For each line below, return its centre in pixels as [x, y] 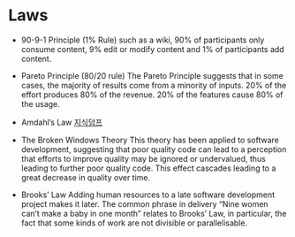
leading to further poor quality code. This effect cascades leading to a [148, 168]
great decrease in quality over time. [86, 177]
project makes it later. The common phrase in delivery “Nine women [144, 203]
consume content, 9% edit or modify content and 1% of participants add [152, 49]
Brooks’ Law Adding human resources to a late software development [148, 195]
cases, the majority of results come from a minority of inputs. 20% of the [154, 85]
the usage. [41, 103]
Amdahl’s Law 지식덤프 [62, 122]
